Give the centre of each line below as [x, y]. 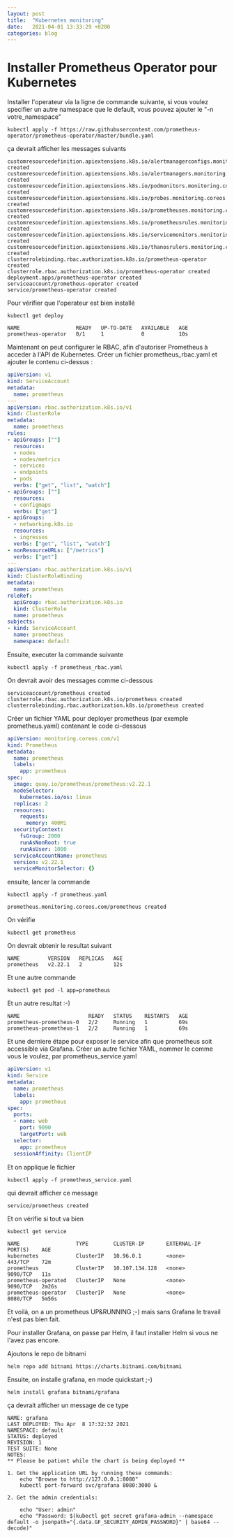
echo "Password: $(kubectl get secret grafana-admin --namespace [117, 1516]
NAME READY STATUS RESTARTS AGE [98, 1016]
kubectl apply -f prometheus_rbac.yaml [65, 667]
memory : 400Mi [46, 823]
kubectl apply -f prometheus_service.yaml [70, 1180]
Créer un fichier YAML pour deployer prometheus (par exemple [98, 718]
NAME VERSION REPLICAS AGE [65, 958]
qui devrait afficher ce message [53, 1193]
